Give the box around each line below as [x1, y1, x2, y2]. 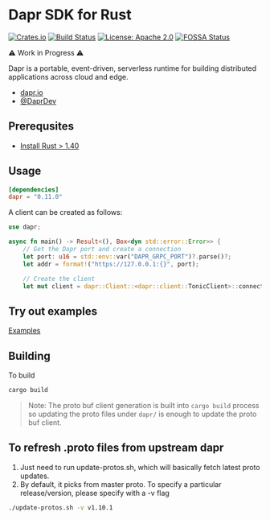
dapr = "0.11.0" [8, 193, 63, 201]
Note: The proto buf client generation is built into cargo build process [27, 400, 260, 410]
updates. [19, 471, 50, 481]
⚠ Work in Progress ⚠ [8, 47, 84, 57]
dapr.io [19, 87, 44, 97]
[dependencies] [8, 185, 59, 194]
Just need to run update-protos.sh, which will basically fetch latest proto [19, 462, 260, 472]
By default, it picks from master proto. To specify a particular [19, 479, 222, 489]
